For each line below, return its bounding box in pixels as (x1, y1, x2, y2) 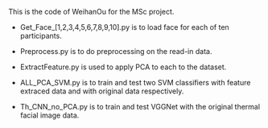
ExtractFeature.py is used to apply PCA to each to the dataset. (19, 62, 227, 72)
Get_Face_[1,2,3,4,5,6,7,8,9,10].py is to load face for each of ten (19, 23, 229, 31)
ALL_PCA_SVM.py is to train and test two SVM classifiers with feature (19, 78, 251, 87)
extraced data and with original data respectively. (19, 86, 184, 96)
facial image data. (19, 110, 80, 120)
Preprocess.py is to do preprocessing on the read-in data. (19, 47, 212, 56)
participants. (19, 31, 62, 40)
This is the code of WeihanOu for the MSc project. (8, 7, 175, 16)
